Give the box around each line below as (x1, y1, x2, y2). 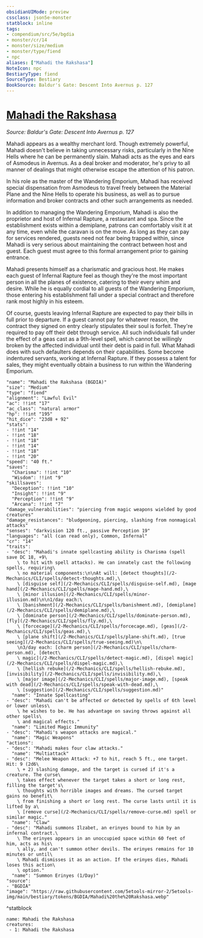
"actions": (6, 740, 34, 746)
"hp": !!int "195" (6, 410, 53, 417)
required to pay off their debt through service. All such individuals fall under (6, 329, 196, 336)
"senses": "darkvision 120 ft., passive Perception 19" (6, 528, 150, 534)
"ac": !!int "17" (6, 400, 50, 406)
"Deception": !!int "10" (12, 485, 75, 491)
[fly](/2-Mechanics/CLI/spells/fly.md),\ (6, 618, 113, 624)
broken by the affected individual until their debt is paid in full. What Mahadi (6, 341, 195, 349)
